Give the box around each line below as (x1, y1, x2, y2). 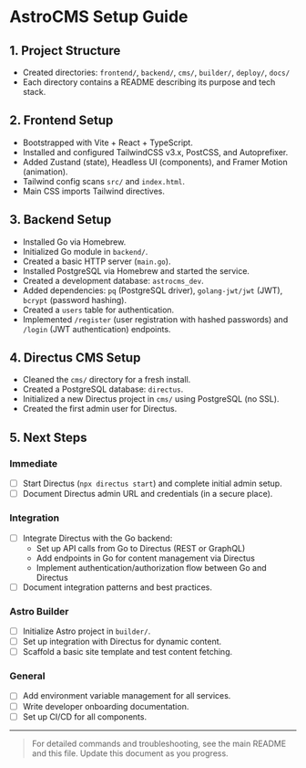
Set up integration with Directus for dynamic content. (22, 636, 222, 647)
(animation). (22, 166, 68, 177)
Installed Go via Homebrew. (22, 236, 127, 247)
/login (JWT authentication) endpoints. (22, 323, 171, 334)
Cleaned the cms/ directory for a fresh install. (22, 374, 191, 385)
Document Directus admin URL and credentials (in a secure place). (22, 489, 273, 500)
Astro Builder (9, 605, 69, 617)
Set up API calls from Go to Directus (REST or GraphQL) (36, 542, 246, 553)
